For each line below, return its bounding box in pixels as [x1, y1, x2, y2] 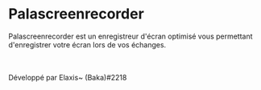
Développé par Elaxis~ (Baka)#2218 [8, 72, 127, 82]
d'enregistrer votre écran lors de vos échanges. [8, 39, 167, 49]
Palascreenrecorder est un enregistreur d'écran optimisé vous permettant [8, 31, 253, 41]
